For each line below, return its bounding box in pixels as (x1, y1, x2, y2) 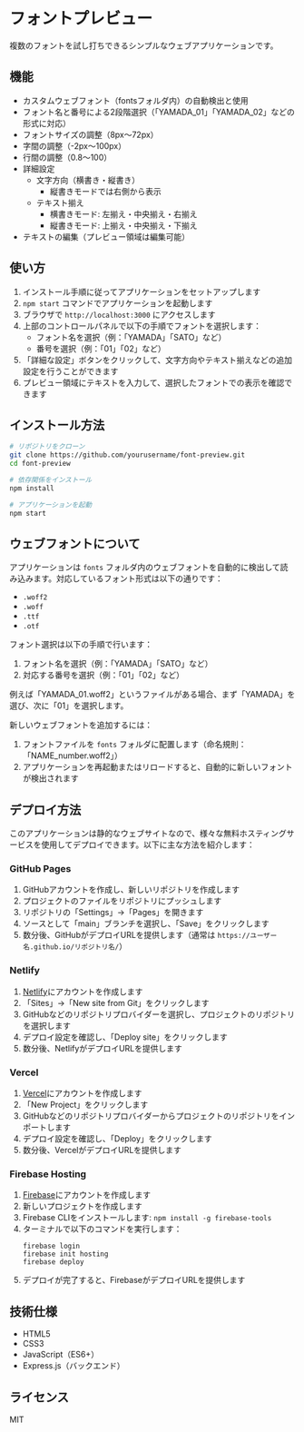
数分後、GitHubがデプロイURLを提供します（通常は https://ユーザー (22, 930, 278, 941)
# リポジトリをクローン (9, 442, 85, 451)
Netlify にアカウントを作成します (22, 986, 143, 997)
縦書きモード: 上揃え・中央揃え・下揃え (49, 220, 198, 231)
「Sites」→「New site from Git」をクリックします (22, 997, 210, 1008)
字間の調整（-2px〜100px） (22, 140, 127, 151)
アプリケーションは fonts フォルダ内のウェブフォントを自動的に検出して (9, 562, 280, 573)
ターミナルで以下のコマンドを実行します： (22, 1223, 182, 1235)
